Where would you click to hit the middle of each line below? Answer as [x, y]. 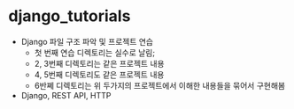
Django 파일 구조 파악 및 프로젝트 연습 [87, 41]
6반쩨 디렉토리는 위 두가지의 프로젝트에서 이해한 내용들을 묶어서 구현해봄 [159, 85]
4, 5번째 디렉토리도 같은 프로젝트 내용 [99, 74]
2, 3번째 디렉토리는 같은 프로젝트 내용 [99, 63]
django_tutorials [70, 16]
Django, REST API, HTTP [66, 95]
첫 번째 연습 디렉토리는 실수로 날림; [95, 52]
